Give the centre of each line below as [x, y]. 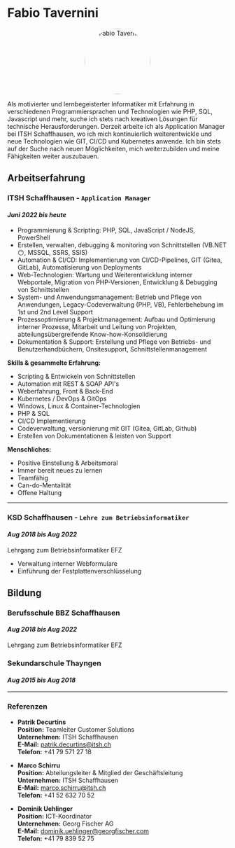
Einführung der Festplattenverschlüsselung [79, 571]
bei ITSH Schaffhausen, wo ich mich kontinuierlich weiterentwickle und [109, 134]
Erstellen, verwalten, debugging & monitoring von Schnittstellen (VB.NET [122, 245]
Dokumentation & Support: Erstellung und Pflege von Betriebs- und [114, 342]
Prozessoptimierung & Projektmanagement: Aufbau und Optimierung [116, 319]
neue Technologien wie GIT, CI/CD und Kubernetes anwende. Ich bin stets [114, 141]
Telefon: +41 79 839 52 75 [56, 838]
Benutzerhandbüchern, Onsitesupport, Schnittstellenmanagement [112, 349]
